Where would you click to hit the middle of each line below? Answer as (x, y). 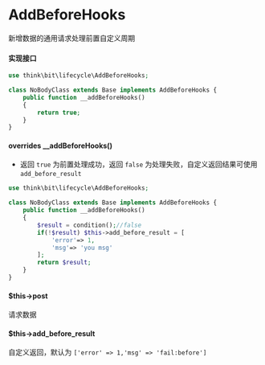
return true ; (59, 113)
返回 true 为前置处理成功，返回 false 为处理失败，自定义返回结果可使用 (139, 164)
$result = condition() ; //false (90, 225)
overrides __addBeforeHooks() (60, 146)
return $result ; (64, 263)
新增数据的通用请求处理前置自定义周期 (71, 38)
